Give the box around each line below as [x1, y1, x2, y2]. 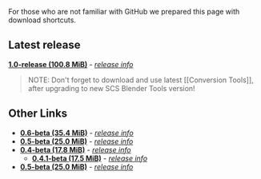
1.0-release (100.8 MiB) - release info [8, 59, 134, 69]
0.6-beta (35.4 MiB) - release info [19, 128, 134, 137]
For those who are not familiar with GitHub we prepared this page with [8, 7, 240, 16]
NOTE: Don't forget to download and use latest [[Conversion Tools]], [27, 75, 254, 85]
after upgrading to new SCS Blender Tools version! [27, 83, 195, 93]
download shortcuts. [8, 15, 76, 25]
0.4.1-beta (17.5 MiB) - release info [31, 153, 148, 163]
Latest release [8, 38, 81, 52]
